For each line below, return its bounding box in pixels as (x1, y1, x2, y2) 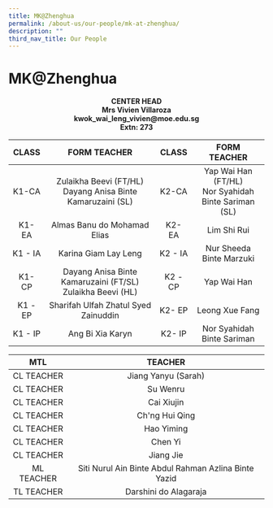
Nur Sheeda (206, 243, 252, 254)
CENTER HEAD (110, 97, 162, 106)
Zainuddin (80, 310, 119, 321)
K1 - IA (12, 248, 41, 259)
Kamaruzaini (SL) (67, 196, 133, 207)
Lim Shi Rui (206, 224, 249, 236)
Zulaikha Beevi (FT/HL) (56, 176, 145, 187)
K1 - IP (12, 328, 41, 340)
